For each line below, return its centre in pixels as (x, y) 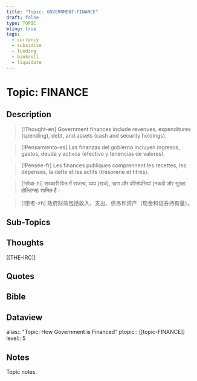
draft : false (23, 18)
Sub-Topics (28, 222)
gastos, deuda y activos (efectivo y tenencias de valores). (93, 153)
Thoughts (25, 243)
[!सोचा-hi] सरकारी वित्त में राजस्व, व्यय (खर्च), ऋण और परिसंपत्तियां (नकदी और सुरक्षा (103, 183)
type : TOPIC (21, 23)
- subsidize (27, 46)
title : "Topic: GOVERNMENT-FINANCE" (52, 12)
